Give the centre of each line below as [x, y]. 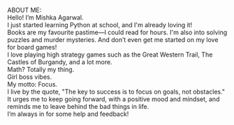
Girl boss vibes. [30, 77]
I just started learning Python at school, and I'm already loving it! [100, 25]
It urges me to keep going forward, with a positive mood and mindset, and [114, 99]
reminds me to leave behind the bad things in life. [78, 106]
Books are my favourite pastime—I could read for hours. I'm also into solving [117, 32]
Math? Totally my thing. [41, 69]
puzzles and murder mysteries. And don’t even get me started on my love [113, 40]
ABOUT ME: [24, 10]
